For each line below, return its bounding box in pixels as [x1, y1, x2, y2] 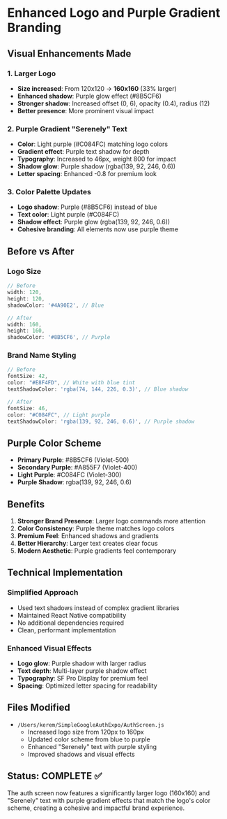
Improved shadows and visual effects [27, 750, 135, 758]
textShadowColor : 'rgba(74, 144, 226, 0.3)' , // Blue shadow [7, 386, 189, 393]
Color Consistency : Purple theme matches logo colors [17, 524, 175, 532]
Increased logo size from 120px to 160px [27, 727, 144, 736]
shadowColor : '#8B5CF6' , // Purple [7, 334, 111, 341]
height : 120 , [7, 295, 45, 302]
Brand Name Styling [7, 351, 77, 361]
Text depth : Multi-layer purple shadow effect [17, 667, 148, 675]
